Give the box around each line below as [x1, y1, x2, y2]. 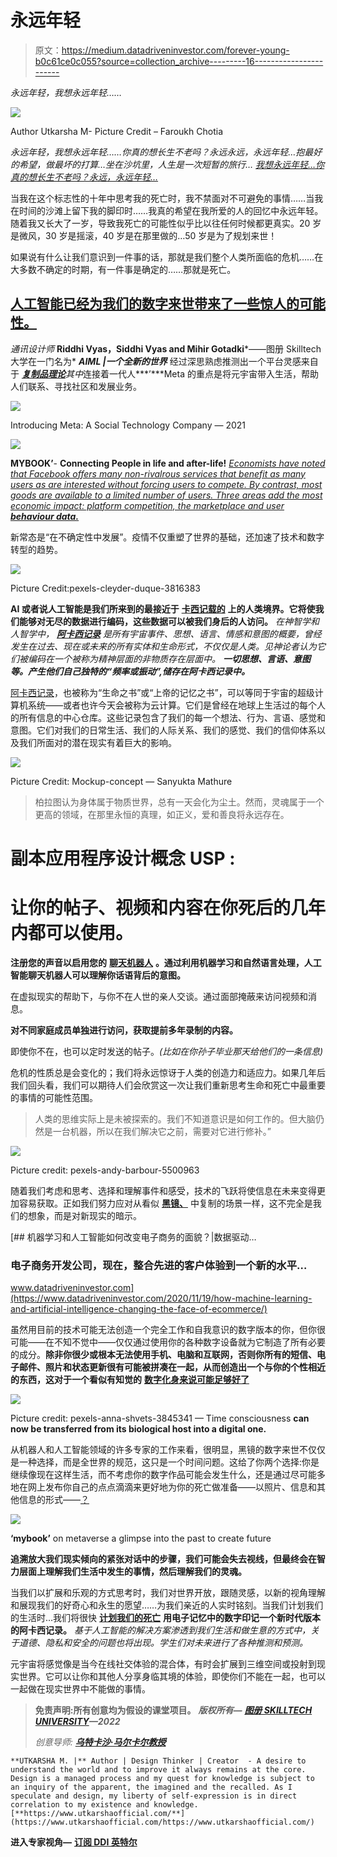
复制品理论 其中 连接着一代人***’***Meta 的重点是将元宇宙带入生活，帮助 [21, 367, 319, 380]
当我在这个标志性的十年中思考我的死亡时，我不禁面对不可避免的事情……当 [10, 192, 315, 204]
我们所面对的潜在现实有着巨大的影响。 [18, 736, 177, 748]
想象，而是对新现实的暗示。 [27, 1209, 142, 1221]
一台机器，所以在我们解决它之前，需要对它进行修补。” [52, 1125, 272, 1137]
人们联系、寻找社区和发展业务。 [10, 380, 142, 392]
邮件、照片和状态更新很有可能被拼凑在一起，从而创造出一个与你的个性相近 [18, 1361, 326, 1373]
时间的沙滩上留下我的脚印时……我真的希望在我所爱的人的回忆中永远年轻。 [18, 204, 324, 216]
